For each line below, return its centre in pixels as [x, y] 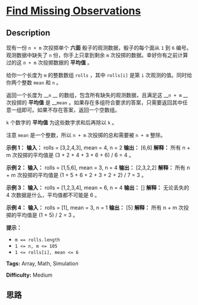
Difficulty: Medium [30, 275]
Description [28, 33]
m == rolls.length [37, 240]
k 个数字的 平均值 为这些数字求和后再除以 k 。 [62, 122]
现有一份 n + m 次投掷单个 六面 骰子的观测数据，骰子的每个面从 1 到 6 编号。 [99, 48]
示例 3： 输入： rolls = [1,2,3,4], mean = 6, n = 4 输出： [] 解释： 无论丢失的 [98, 187]
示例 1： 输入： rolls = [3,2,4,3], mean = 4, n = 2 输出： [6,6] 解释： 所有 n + [98, 147]
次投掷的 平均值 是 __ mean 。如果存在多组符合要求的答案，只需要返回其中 [95, 102]
